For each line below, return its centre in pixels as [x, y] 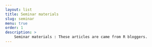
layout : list [19, 10]
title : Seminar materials [32, 14]
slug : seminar [20, 19]
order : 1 [14, 28]
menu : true [16, 23]
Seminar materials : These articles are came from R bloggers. [81, 37]
